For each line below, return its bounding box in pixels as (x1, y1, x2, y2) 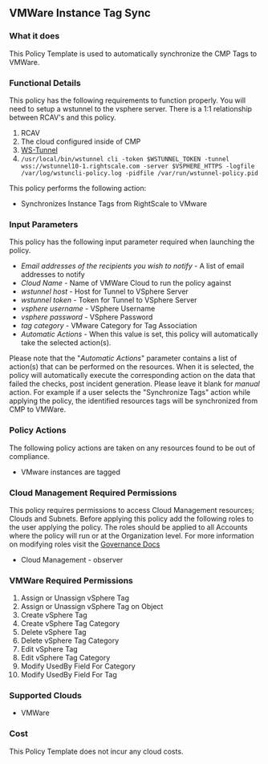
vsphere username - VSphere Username (20, 304, 156, 314)
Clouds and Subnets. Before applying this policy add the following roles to (9, 514, 254, 523)
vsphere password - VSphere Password (20, 312, 153, 322)
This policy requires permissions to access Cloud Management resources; (9, 505, 255, 514)
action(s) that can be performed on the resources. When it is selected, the (9, 362, 254, 372)
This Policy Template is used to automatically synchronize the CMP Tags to (9, 48, 258, 59)
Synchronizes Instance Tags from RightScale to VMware (20, 198, 208, 208)
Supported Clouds (9, 690, 83, 701)
